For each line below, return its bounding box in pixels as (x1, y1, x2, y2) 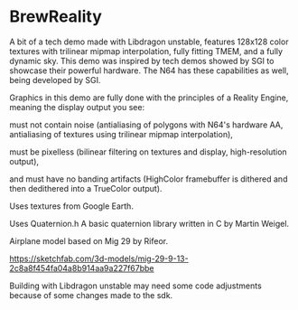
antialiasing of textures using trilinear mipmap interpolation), (9, 128, 233, 139)
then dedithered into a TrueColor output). (9, 183, 163, 193)
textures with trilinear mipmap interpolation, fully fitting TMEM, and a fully (9, 45, 283, 56)
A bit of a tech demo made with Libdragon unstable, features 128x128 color (9, 36, 289, 47)
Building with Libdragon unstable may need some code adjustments (9, 280, 262, 291)
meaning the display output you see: (9, 101, 145, 112)
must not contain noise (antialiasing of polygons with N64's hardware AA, (9, 119, 284, 130)
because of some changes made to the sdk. (9, 289, 173, 300)
